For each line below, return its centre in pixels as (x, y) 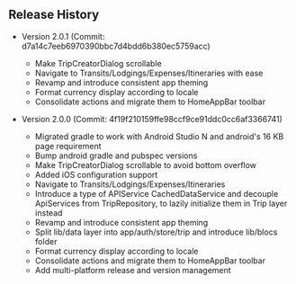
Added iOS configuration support (96, 174)
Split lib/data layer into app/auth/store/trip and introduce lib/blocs (156, 232)
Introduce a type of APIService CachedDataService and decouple (157, 193)
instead (49, 213)
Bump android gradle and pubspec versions (116, 155)
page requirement (68, 146)
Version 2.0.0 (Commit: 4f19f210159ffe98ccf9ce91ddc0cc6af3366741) (152, 119)
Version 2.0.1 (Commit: (63, 36)
